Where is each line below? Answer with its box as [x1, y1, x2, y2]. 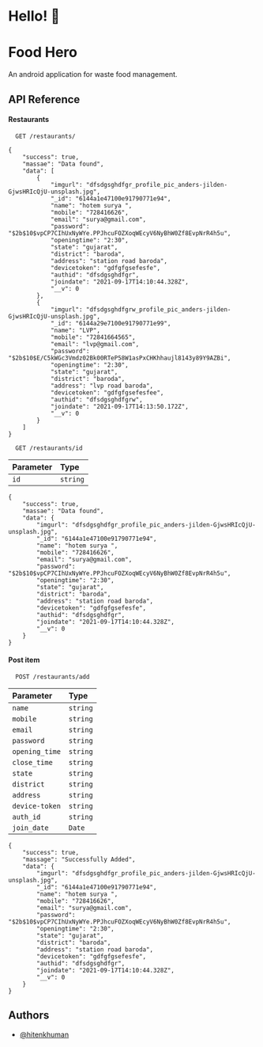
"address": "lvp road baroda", [50, 382, 154, 390]
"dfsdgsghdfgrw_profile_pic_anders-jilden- [85, 305, 231, 314]
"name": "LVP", [50, 326, 101, 334]
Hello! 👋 [8, 7, 61, 25]
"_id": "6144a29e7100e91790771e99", [50, 319, 171, 327]
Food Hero [8, 44, 77, 62]
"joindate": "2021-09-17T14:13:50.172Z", [50, 402, 190, 410]
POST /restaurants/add [15, 672, 90, 680]
